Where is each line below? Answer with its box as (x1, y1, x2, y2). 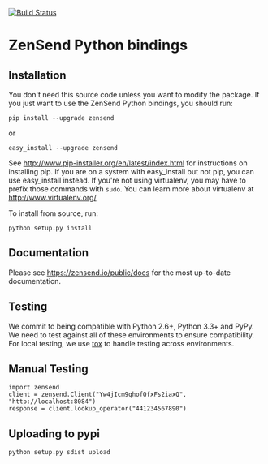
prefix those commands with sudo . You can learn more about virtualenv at (8, 184, 254, 194)
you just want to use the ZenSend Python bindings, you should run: (8, 98, 233, 108)
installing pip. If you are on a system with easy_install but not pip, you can (8, 167, 254, 176)
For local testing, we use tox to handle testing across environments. (8, 338, 235, 348)
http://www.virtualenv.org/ (8, 193, 97, 202)
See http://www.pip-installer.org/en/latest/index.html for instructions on (8, 158, 248, 168)
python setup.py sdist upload (8, 449, 111, 457)
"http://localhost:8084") (8, 397, 96, 406)
